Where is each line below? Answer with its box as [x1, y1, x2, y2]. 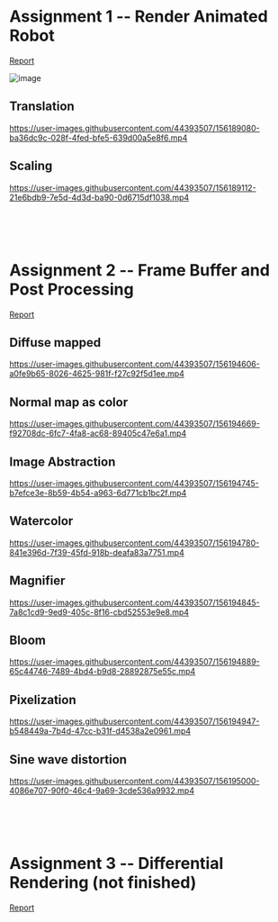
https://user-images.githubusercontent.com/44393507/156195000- [9, 776, 260, 786]
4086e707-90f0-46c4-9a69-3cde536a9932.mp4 [9, 785, 195, 796]
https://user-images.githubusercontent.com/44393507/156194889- [9, 656, 261, 667]
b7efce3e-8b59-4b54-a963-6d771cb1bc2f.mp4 [9, 487, 187, 498]
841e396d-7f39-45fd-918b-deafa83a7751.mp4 [9, 547, 184, 557]
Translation [9, 99, 75, 114]
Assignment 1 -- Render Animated [9, 6, 268, 27]
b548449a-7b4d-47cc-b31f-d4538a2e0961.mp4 [9, 726, 192, 737]
